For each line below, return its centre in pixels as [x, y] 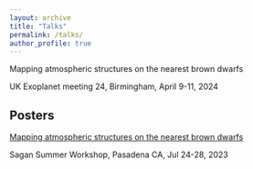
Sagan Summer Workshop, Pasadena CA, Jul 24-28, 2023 [119, 154]
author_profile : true [51, 43]
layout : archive [40, 18]
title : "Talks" [38, 26]
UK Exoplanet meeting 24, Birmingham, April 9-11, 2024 [114, 86]
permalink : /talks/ [47, 35]
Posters [32, 115]
